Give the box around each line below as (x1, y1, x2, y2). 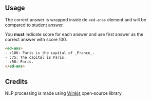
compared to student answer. (5, 22, 64, 28)
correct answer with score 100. (5, 36, 67, 42)
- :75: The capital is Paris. (5, 55, 67, 60)
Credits (5, 77, 28, 85)
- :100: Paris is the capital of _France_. (5, 50, 95, 55)
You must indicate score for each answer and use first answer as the (5, 31, 144, 37)
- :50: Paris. (5, 59, 34, 65)
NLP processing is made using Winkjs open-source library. (5, 90, 123, 96)
